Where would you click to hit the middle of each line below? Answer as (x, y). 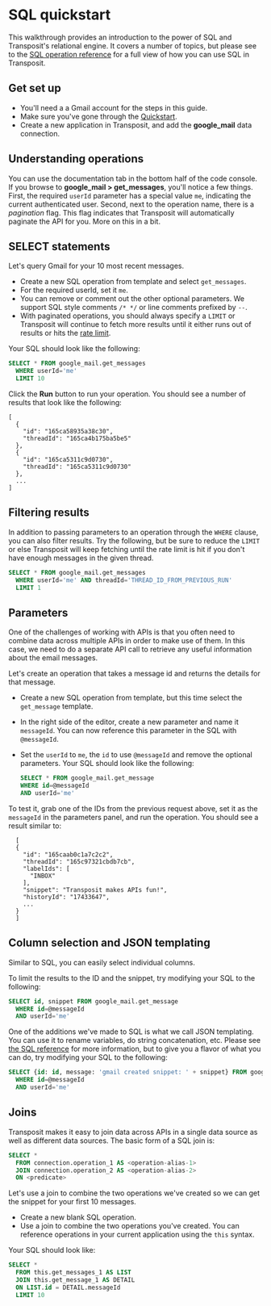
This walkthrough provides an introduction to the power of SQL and (120, 37)
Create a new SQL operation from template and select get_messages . (133, 282)
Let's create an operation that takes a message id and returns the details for (134, 674)
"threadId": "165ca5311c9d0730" (77, 467)
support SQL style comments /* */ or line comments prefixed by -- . (133, 308)
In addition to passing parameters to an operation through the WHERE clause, (133, 532)
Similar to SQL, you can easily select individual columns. (102, 962)
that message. (32, 682)
